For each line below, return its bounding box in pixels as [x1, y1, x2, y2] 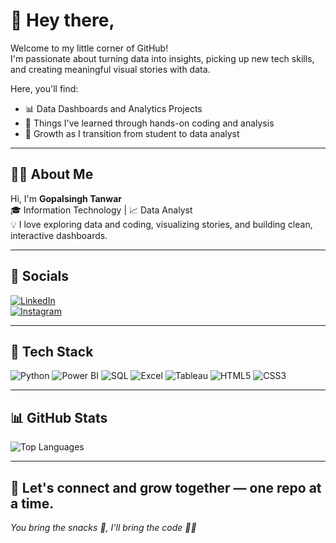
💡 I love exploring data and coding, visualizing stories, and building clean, [10, 218, 313, 230]
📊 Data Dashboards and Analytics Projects [24, 102, 203, 114]
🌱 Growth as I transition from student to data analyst [24, 127, 240, 139]
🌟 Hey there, [10, 9, 115, 32]
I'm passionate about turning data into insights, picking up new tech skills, [10, 52, 315, 64]
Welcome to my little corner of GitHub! [10, 42, 169, 54]
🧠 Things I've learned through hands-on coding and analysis [24, 117, 275, 129]
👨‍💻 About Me [10, 166, 94, 183]
